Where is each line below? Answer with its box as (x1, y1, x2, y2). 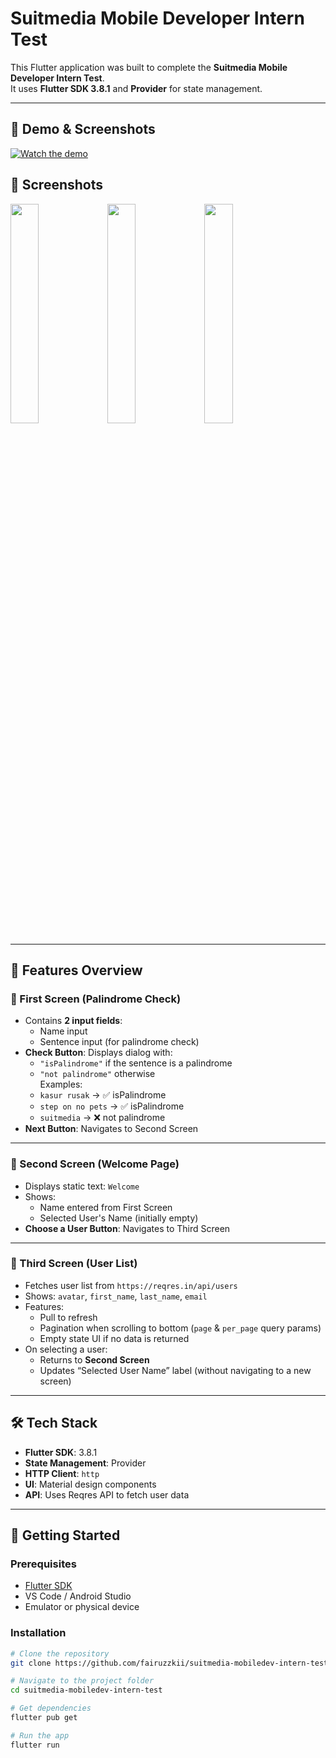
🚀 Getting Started (10, 1527, 121, 1544)
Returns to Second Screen (39, 1353, 150, 1366)
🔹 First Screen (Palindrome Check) (10, 992, 182, 1006)
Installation (10, 1626, 67, 1640)
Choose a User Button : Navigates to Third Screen (24, 1222, 231, 1234)
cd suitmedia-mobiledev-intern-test (10, 1685, 163, 1696)
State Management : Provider (24, 1457, 147, 1469)
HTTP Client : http (24, 1467, 100, 1479)
